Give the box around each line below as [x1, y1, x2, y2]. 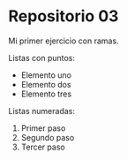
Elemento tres [20, 88, 72, 99]
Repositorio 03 [8, 6, 119, 27]
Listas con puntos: [8, 52, 76, 63]
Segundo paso [20, 132, 75, 142]
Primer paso [20, 122, 66, 134]
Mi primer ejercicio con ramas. [8, 35, 120, 46]
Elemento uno [20, 69, 72, 80]
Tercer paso [20, 142, 65, 152]
